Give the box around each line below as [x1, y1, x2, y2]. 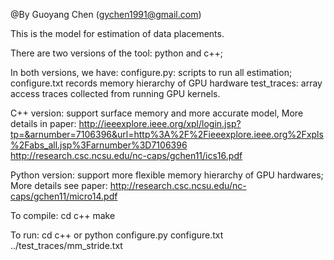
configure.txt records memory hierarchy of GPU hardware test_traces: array [10, 77, 323, 89]
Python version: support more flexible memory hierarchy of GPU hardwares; [10, 169, 324, 181]
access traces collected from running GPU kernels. [10, 88, 221, 99]
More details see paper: [10, 180, 108, 191]
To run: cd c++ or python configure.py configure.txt [10, 229, 224, 241]
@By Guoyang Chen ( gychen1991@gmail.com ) [10, 9, 202, 20]
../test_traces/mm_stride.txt [10, 240, 123, 251]
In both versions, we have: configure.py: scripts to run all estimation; [10, 67, 293, 78]
